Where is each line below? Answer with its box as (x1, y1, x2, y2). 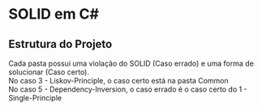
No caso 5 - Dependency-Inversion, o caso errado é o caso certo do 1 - (8, 84, 247, 94)
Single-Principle (8, 93, 62, 102)
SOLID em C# (8, 5, 100, 23)
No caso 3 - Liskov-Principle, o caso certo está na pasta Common (8, 76, 229, 85)
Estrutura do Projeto (8, 37, 113, 51)
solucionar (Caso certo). (8, 67, 89, 77)
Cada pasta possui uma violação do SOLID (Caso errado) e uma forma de (8, 58, 254, 68)
